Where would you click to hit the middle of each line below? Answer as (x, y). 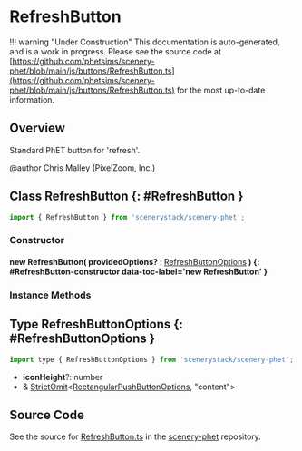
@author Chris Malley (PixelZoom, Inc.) (83, 167)
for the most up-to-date (221, 90)
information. (32, 99)
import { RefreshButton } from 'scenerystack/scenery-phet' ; (127, 217)
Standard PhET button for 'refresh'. (75, 150)
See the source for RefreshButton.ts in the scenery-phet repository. (135, 436)
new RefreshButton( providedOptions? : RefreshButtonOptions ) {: (135, 261)
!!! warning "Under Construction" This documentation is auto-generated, (145, 42)
